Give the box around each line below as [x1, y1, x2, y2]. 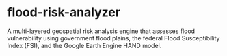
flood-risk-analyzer [7, 5, 121, 20]
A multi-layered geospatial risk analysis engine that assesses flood [7, 27, 196, 35]
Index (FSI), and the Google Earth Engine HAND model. [7, 41, 162, 49]
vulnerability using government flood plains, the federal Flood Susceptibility [7, 34, 220, 42]
